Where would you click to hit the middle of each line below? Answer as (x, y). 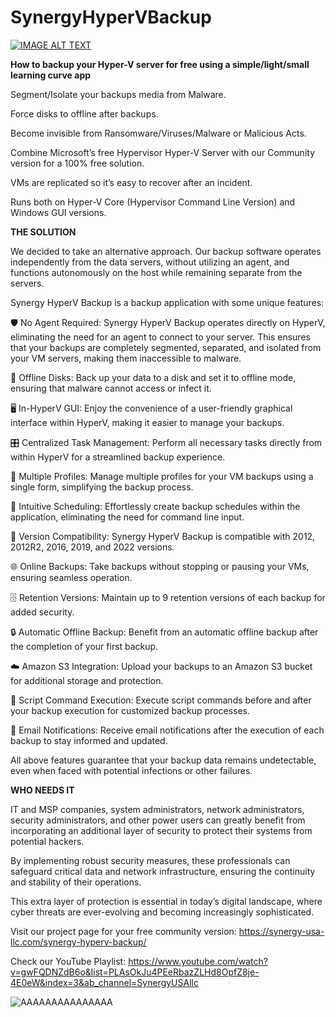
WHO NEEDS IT (42, 790)
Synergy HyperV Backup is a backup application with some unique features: (167, 302)
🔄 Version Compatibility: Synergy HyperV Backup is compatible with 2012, (163, 536)
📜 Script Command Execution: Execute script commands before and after (161, 700)
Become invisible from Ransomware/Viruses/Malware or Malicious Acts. (158, 133)
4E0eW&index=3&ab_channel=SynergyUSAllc (104, 982)
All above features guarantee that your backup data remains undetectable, (163, 760)
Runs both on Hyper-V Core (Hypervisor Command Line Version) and (153, 202)
